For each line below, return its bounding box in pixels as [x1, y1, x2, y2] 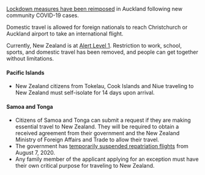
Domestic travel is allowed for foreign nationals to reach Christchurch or [6, 24, 188, 31]
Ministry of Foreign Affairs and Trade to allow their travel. [15, 136, 159, 143]
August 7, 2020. [15, 149, 56, 157]
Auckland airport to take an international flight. [6, 30, 124, 37]
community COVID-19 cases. [6, 12, 80, 19]
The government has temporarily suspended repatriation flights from [15, 143, 188, 150]
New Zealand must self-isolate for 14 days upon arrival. [15, 89, 155, 97]
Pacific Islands [6, 69, 45, 76]
